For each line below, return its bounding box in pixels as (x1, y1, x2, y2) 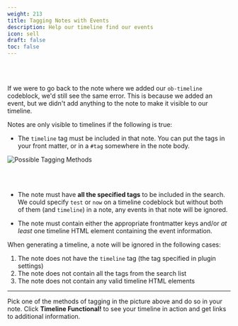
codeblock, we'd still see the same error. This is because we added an (7, 91, 212, 100)
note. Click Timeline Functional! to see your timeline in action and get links (7, 305, 227, 313)
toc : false (7, 43, 40, 50)
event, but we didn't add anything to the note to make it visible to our (7, 99, 208, 107)
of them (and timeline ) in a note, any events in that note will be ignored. (17, 206, 228, 213)
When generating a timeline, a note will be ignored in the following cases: (7, 240, 221, 249)
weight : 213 (7, 10, 42, 18)
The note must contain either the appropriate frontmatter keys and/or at (17, 219, 227, 227)
